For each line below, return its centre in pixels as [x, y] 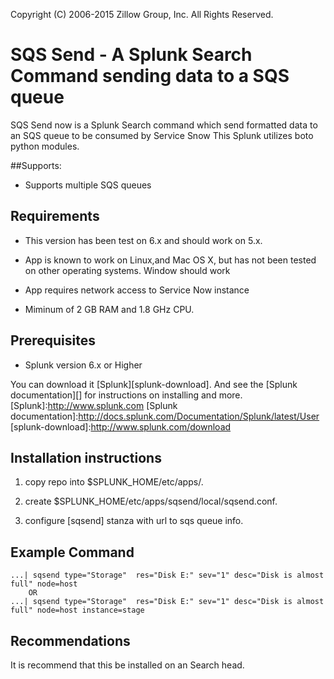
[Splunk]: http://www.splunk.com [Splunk [94, 405]
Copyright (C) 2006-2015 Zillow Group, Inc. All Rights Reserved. [142, 14]
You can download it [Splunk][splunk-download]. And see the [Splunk [154, 384]
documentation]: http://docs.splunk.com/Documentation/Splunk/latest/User [165, 416]
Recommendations [70, 640]
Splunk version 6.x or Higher [83, 365]
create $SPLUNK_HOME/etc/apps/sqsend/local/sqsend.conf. [151, 501]
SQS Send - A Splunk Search [131, 55]
